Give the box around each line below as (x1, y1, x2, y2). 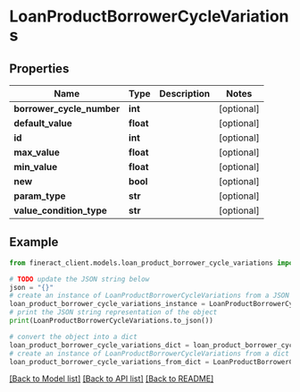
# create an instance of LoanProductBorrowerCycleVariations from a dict (9, 349, 290, 358)
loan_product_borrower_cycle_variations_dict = (9, 340, 190, 350)
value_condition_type (13, 204, 107, 217)
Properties (9, 61, 70, 76)
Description (159, 88, 211, 99)
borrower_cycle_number (13, 103, 121, 115)
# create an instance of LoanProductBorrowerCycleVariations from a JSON (9, 291, 290, 301)
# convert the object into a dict (9, 332, 138, 341)
